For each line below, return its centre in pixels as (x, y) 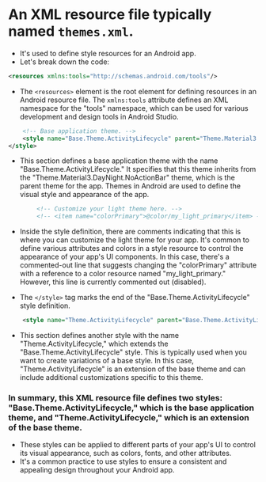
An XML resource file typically (110, 15)
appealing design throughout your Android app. (97, 470)
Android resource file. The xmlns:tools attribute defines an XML (124, 100)
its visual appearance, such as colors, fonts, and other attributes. (125, 454)
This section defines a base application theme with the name (119, 161)
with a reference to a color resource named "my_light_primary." (123, 274)
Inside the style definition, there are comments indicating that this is (130, 232)
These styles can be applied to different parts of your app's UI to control (137, 445)
